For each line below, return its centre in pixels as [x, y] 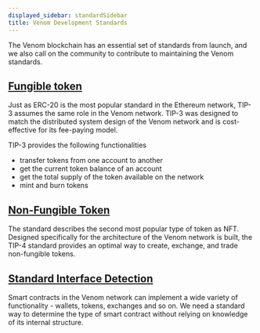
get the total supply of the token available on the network [112, 177]
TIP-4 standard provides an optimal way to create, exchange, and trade [123, 246]
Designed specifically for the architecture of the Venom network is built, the [130, 237]
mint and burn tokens [54, 186]
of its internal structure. [46, 322]
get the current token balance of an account [90, 168]
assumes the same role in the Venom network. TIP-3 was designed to [126, 114]
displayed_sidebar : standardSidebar [68, 15]
